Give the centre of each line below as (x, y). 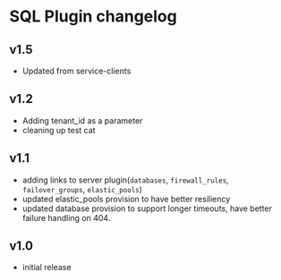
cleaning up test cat (59, 130)
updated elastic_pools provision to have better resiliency (126, 199)
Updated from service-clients (77, 71)
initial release (47, 267)
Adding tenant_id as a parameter (82, 120)
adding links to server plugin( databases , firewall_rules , (126, 180)
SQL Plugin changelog (93, 17)
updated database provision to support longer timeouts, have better (147, 208)
